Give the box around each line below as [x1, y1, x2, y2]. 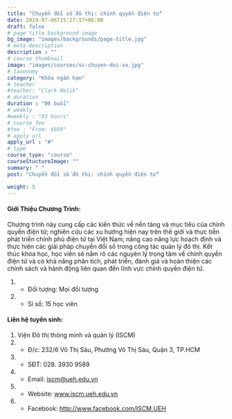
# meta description [7, 42, 64, 49]
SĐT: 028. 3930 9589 [27, 360, 90, 369]
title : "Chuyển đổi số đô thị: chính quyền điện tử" [7, 10, 163, 17]
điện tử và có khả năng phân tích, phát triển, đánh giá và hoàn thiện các [7, 257, 213, 265]
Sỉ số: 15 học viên [27, 299, 78, 308]
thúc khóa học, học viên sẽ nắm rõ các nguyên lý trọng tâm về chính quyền [7, 250, 222, 258]
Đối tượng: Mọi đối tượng [27, 285, 99, 293]
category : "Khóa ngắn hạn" [7, 74, 85, 82]
